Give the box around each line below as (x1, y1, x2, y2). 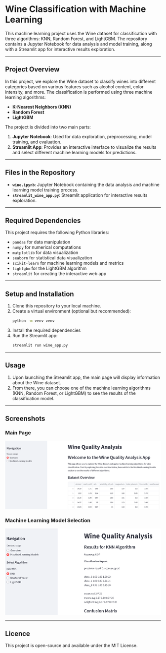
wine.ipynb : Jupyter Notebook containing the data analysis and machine (12, 181, 160, 187)
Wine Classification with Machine (5, 3, 146, 15)
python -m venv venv (12, 318, 55, 323)
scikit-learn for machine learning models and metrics (12, 260, 124, 266)
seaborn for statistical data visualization (12, 255, 92, 261)
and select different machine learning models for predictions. (12, 149, 137, 155)
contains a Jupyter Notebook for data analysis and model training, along (5, 41, 152, 47)
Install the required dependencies (12, 327, 81, 333)
